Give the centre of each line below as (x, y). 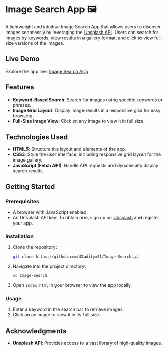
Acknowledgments (36, 331)
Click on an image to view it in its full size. (56, 315)
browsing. (23, 116)
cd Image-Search (30, 276)
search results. (28, 171)
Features (20, 87)
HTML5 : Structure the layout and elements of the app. (69, 149)
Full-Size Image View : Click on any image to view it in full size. (79, 121)
